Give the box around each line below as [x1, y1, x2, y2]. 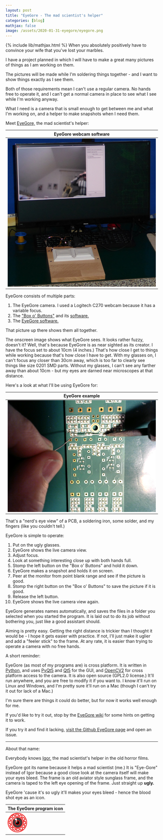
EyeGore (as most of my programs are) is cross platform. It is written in [5, 662, 147, 668]
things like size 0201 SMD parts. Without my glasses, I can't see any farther [5, 362, 156, 368]
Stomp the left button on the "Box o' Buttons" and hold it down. [12, 563, 138, 568]
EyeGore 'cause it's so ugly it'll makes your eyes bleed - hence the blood [5, 789, 151, 795]
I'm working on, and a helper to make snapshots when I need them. [5, 111, 140, 117]
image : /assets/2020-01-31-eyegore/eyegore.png [5, 28, 104, 34]
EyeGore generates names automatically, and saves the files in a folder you [5, 608, 155, 614]
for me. [5, 703, 20, 709]
